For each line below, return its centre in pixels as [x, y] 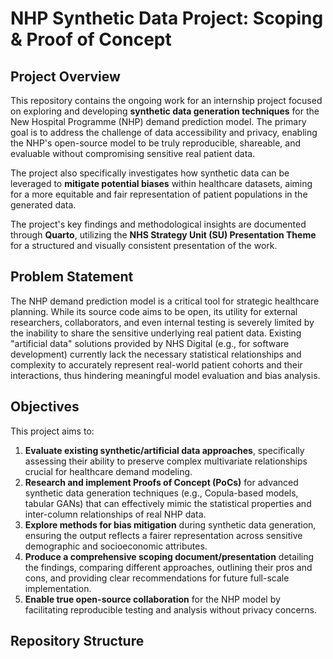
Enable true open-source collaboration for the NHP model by [152, 599]
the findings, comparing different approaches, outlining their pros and [168, 567]
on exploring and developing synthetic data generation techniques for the [165, 111]
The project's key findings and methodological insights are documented [158, 224]
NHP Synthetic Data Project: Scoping [167, 18]
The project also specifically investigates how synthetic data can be [150, 173]
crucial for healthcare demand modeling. [108, 471]
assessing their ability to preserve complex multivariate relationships [166, 461]
